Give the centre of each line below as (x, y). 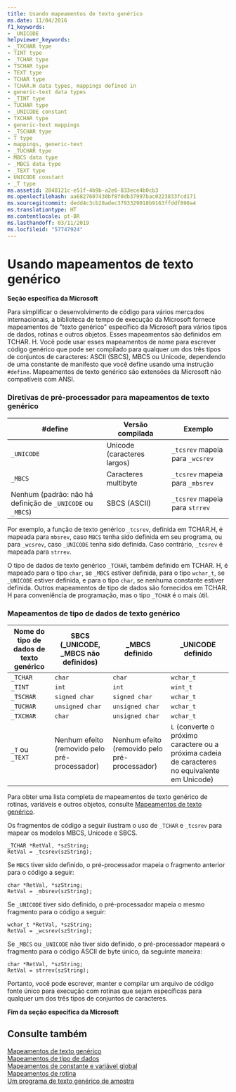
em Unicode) (192, 779)
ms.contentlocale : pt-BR (44, 216)
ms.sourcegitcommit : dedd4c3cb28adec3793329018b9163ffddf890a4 (102, 203)
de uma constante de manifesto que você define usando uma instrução (111, 364)
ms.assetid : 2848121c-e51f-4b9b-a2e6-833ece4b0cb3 (83, 190)
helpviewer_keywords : (39, 40)
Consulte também (47, 1034)
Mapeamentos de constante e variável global (72, 1066)
